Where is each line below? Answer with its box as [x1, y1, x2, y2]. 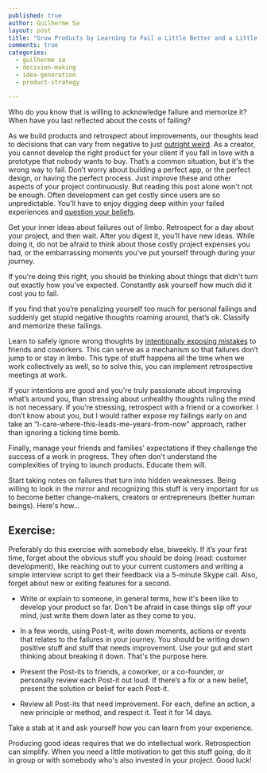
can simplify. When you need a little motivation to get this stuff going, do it [8, 747, 252, 756]
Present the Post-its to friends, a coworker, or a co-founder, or [19, 667, 225, 677]
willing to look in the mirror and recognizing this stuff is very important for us [8, 484, 259, 493]
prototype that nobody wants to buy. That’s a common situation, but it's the [8, 156, 254, 165]
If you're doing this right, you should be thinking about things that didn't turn [8, 271, 258, 281]
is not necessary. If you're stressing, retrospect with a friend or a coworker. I [8, 402, 259, 412]
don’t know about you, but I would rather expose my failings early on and [8, 410, 248, 420]
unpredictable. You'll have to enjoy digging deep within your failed [8, 198, 225, 208]
